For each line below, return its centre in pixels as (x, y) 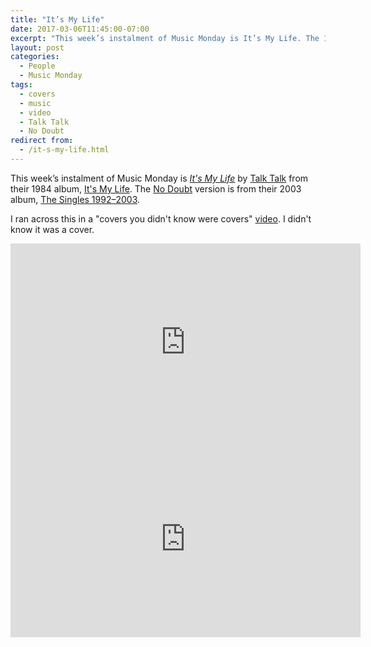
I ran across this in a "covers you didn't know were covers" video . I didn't (161, 218)
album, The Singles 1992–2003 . (75, 199)
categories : (35, 57)
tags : (21, 85)
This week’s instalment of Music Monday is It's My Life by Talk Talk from (159, 178)
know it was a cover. (52, 229)
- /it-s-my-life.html (64, 150)
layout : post (37, 47)
